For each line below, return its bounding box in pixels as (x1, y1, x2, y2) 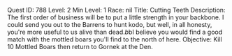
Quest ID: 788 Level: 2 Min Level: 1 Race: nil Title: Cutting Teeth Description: (7, 6, 226, 14)
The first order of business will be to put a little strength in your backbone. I (7, 13, 224, 21)
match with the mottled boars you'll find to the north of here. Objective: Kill (7, 35, 222, 44)
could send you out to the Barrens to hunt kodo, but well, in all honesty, (7, 21, 212, 28)
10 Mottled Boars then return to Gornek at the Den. (7, 43, 153, 50)
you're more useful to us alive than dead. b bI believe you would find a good (7, 28, 223, 36)
